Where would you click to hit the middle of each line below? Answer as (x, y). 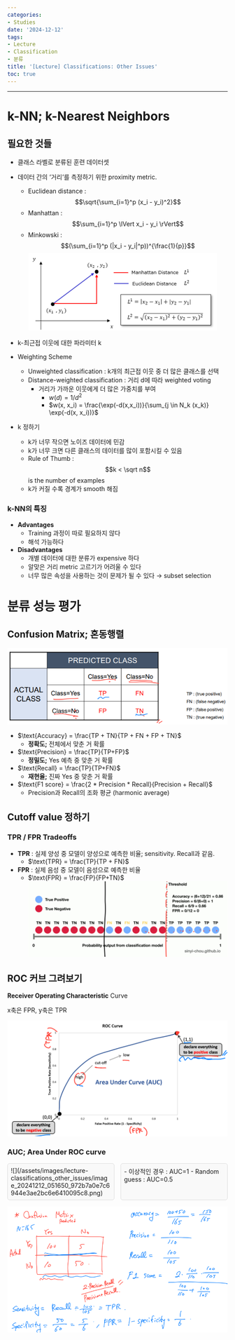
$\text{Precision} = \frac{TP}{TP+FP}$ (73, 752)
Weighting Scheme (44, 356)
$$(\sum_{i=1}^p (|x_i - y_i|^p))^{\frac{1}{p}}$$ (128, 246)
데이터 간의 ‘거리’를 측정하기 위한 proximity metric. (87, 177)
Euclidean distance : (57, 191)
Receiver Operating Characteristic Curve (67, 996)
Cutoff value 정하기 (49, 817)
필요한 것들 (30, 144)
